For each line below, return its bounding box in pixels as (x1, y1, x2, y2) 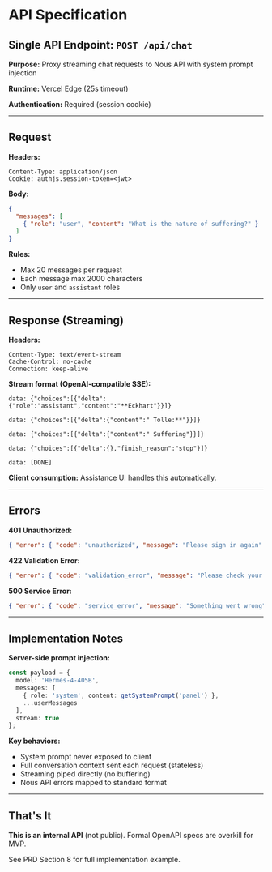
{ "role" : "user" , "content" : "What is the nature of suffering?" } (23, 220, 259, 228)
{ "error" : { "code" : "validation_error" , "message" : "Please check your (8, 571, 263, 579)
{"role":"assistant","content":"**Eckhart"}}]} (8, 402, 172, 410)
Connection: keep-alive (8, 365, 89, 373)
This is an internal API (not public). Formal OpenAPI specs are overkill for (8, 831, 253, 840)
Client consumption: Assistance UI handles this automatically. (8, 472, 217, 482)
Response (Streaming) (8, 314, 124, 327)
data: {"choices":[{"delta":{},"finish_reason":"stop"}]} (8, 444, 208, 452)
